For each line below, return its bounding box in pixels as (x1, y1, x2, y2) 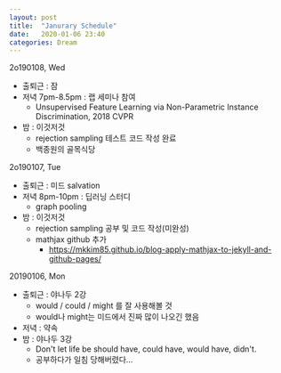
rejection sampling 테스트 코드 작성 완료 (35, 133, 177, 143)
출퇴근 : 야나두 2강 (21, 289, 87, 300)
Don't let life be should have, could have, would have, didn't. (35, 344, 257, 354)
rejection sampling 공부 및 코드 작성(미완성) (35, 223, 189, 234)
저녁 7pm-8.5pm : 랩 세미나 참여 (21, 92, 136, 102)
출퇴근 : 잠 (21, 81, 59, 92)
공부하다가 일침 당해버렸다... (35, 354, 133, 365)
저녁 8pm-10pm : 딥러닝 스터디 (21, 191, 131, 202)
